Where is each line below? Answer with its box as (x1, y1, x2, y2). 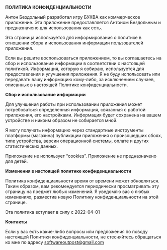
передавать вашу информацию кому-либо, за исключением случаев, (5, 77, 155, 82)
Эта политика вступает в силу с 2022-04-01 (5, 209, 100, 215)
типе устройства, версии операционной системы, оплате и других (5, 138, 149, 144)
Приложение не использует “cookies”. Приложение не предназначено (5, 153, 157, 159)
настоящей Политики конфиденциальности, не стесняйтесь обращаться (5, 234, 161, 240)
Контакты (5, 219, 27, 225)
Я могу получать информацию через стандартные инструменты (5, 127, 144, 133)
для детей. (5, 158, 28, 164)
